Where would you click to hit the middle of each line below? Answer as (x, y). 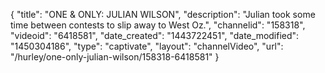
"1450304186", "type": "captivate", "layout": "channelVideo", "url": (147, 46)
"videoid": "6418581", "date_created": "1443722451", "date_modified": (155, 35)
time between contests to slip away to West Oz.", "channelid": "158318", (158, 25)
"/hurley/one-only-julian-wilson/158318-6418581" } (115, 57)
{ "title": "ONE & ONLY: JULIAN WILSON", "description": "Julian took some (163, 14)
